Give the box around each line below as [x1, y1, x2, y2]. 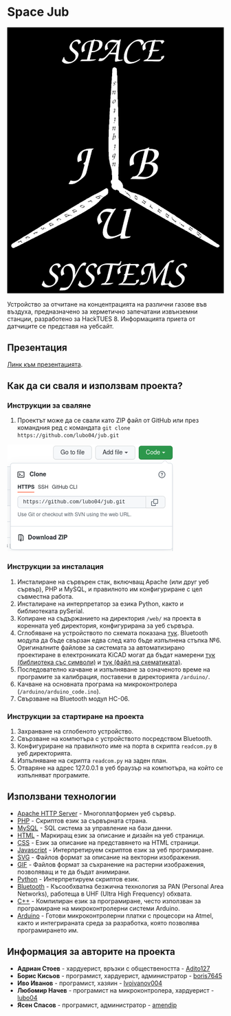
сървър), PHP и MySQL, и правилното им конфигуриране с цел [16, 585, 203, 593]
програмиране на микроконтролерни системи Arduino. [16, 904, 180, 912]
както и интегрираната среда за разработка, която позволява [16, 918, 200, 927]
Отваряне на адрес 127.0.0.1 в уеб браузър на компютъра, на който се [16, 764, 223, 772]
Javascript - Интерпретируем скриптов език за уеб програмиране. [16, 846, 214, 854]
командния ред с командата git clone [16, 423, 131, 432]
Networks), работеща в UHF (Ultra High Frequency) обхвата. [16, 890, 192, 898]
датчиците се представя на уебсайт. [7, 322, 114, 330]
